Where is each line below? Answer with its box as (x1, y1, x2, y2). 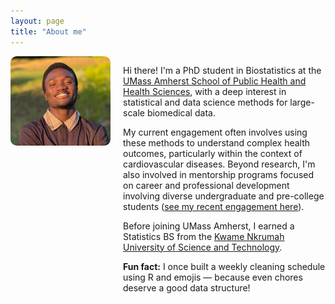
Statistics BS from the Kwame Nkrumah (123, 230, 285, 242)
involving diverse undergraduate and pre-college (123, 190, 325, 202)
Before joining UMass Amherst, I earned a (123, 220, 295, 232)
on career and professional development (123, 179, 290, 191)
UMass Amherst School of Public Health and (123, 75, 307, 87)
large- (289, 96, 315, 108)
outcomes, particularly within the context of (123, 147, 303, 159)
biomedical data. (146, 106, 216, 119)
